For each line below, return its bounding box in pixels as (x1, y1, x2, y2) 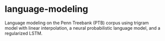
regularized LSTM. (4, 30, 43, 36)
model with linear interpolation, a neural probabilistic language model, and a (4, 25, 161, 31)
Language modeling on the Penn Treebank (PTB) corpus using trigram (4, 20, 149, 26)
